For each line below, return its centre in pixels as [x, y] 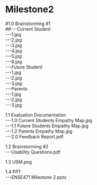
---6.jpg [14, 61]
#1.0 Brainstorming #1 [28, 24]
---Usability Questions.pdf [33, 152]
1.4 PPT [13, 172]
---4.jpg [14, 51]
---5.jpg [13, 56]
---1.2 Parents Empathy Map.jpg [39, 131]
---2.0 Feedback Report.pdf [34, 136]
